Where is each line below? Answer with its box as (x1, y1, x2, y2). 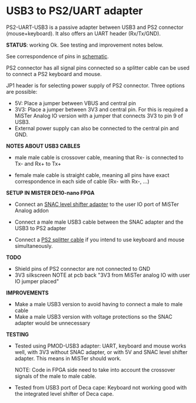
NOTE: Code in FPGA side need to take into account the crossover (14, 366, 175, 373)
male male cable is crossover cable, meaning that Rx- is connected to (14, 153, 184, 160)
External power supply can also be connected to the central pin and (14, 124, 180, 132)
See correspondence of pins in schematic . (6, 53, 109, 60)
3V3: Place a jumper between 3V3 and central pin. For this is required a (14, 106, 188, 113)
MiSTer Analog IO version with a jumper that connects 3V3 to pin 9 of (14, 112, 184, 119)
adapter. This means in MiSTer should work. (14, 355, 122, 362)
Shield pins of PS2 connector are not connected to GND (14, 265, 151, 272)
